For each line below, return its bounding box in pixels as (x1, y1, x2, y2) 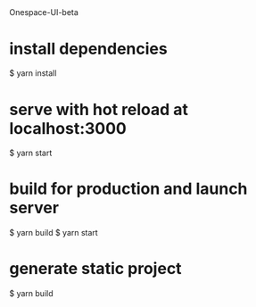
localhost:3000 (9, 118, 127, 138)
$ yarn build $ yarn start (9, 228, 98, 238)
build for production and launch (9, 178, 248, 199)
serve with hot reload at (9, 99, 189, 120)
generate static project (9, 259, 182, 279)
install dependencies (9, 38, 168, 59)
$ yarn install (9, 68, 57, 79)
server (9, 198, 60, 218)
